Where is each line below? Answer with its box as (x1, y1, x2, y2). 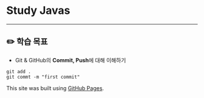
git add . (6, 68, 32, 74)
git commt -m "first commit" (6, 74, 80, 80)
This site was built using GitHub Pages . (6, 84, 104, 91)
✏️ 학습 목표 (6, 37, 48, 47)
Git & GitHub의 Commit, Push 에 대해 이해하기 (15, 56, 126, 64)
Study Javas (6, 4, 71, 18)
